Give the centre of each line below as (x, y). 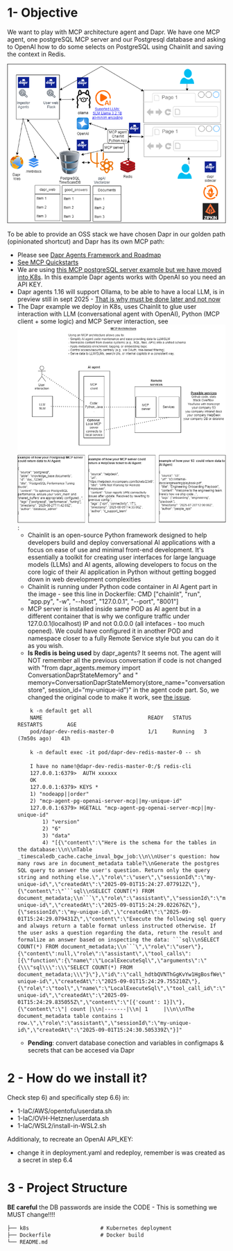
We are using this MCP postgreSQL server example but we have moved (119, 270)
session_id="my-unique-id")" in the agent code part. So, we (134, 690)
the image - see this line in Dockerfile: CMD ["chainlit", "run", (114, 594)
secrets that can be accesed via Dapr (81, 1050)
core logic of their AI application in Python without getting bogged (122, 572)
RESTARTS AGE (47, 724)
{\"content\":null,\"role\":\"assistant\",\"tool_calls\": (104, 953)
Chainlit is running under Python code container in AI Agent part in (122, 586)
